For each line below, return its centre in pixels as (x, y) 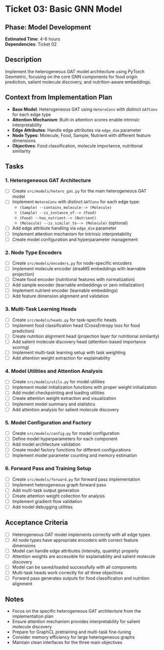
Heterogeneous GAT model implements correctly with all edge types (81, 535)
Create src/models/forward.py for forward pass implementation (76, 479)
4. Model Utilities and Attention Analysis (54, 371)
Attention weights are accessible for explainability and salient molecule (84, 556)
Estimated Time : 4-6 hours (33, 39)
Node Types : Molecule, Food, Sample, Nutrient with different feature (81, 135)
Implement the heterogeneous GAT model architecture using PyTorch (75, 71)
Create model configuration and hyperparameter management (75, 239)
